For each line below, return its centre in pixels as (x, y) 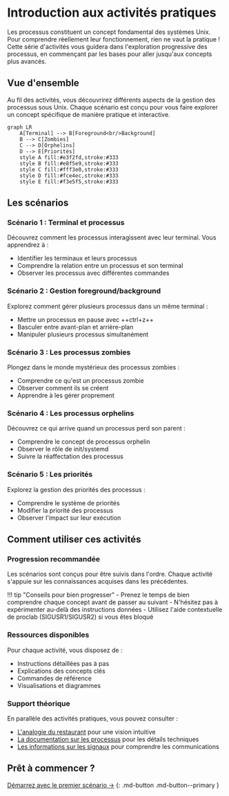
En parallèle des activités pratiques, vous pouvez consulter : (92, 718)
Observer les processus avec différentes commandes (93, 273)
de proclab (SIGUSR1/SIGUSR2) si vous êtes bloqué (80, 617)
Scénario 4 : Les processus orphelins (71, 413)
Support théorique (39, 703)
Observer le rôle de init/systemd (63, 449)
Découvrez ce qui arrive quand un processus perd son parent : (96, 428)
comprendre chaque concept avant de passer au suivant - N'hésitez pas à (113, 602)
